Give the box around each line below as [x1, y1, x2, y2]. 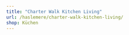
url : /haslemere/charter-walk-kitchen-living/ [6, 14, 124, 20]
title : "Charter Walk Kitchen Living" [6, 8, 102, 15]
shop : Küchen [6, 20, 39, 26]
